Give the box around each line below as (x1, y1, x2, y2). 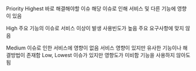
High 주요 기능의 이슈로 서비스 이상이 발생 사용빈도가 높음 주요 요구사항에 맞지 (6, 25, 184, 31)
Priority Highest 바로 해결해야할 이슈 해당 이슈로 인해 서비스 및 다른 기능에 (6, 5, 176, 12)
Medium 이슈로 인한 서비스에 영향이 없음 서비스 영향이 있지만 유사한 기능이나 (6, 44, 182, 51)
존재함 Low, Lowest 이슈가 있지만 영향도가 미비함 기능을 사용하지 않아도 (26, 52, 191, 58)
